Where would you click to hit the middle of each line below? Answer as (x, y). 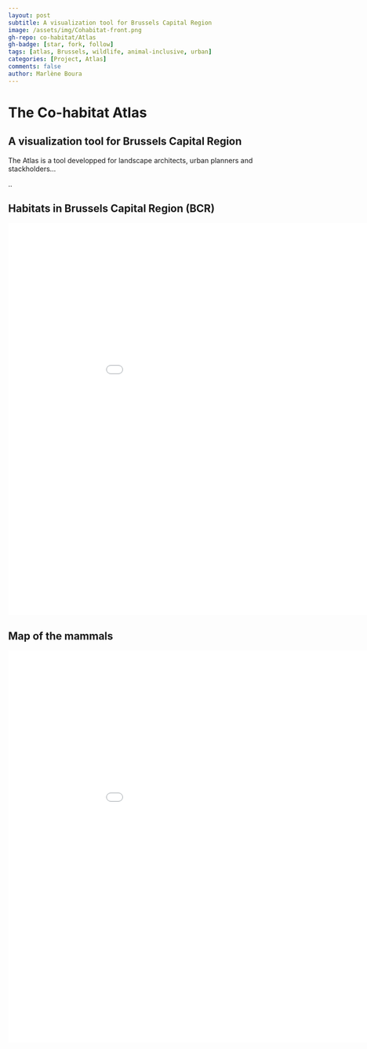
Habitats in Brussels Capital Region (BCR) (112, 209)
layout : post (29, 15)
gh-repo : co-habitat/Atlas (52, 37)
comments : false (35, 67)
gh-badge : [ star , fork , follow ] (61, 45)
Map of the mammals (61, 636)
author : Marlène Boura (45, 74)
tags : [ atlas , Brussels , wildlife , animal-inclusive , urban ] (110, 52)
